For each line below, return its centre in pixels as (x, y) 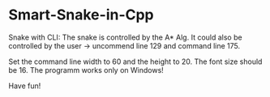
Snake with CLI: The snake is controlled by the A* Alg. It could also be (125, 37)
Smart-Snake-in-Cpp (81, 15)
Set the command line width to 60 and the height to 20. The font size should (135, 61)
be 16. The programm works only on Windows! (86, 70)
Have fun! (25, 86)
